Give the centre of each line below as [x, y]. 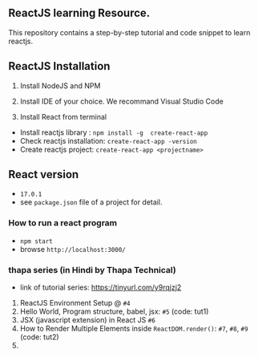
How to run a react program [63, 223]
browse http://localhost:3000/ [73, 249]
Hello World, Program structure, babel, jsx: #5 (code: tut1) [114, 311]
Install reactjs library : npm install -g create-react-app [114, 132]
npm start [36, 241]
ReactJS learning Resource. [79, 13]
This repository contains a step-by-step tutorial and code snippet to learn [129, 32]
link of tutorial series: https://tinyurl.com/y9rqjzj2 [101, 287]
